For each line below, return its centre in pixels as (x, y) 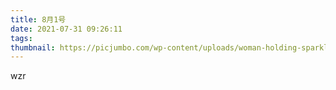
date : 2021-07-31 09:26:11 (66, 29)
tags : (21, 38)
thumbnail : (33, 47)
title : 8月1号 (38, 19)
